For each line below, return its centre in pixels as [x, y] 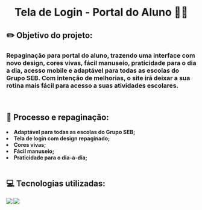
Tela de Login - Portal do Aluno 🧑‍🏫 [101, 12]
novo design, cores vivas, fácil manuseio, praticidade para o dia [101, 63]
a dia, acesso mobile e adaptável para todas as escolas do [93, 70]
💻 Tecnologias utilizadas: [56, 184]
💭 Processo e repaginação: [58, 118]
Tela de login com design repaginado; [62, 138]
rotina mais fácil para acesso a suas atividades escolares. [93, 85]
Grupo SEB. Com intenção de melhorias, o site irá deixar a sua [98, 78]
